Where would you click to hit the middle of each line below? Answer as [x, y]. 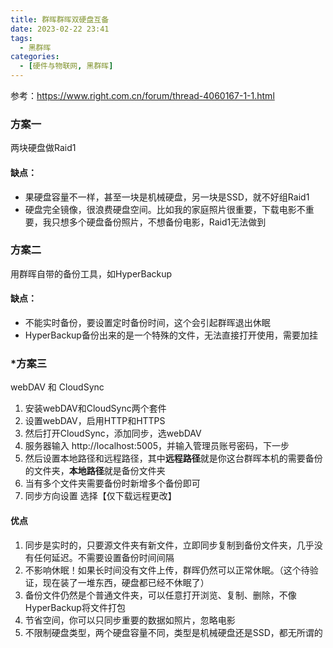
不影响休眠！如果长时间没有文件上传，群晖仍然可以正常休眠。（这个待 [167, 570]
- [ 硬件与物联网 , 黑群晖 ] [66, 66]
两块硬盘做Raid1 [43, 148]
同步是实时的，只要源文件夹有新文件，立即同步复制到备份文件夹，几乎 [169, 545]
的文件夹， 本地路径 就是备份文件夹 [95, 471]
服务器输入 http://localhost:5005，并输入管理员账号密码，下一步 [157, 446]
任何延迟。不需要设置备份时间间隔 [104, 557]
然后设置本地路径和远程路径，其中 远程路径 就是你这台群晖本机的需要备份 [173, 458]
